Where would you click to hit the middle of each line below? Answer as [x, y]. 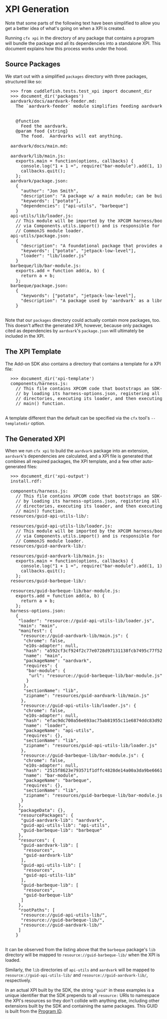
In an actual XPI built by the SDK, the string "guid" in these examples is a [80, 990]
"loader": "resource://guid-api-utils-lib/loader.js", [86, 621]
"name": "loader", [46, 726]
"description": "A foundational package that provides [89, 246]
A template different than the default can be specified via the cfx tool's [78, 418]
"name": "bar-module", [51, 776]
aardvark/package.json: [39, 181]
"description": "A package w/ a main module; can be [86, 196]
